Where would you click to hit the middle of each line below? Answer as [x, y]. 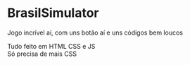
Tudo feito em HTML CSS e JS [51, 46]
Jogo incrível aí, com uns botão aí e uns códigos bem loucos [95, 32]
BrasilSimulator [53, 13]
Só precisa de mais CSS [42, 54]
